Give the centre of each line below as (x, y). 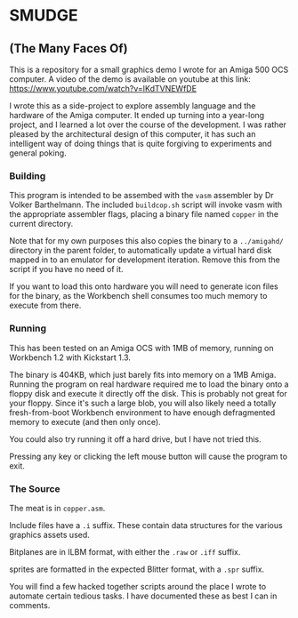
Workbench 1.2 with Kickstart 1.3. (70, 357)
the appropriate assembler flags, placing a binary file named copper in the (144, 214)
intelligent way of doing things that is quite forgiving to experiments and (141, 144)
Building (28, 176)
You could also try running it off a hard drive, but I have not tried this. (135, 439)
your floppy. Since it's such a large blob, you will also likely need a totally (143, 403)
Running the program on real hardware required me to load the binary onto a (149, 384)
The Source (35, 488)
